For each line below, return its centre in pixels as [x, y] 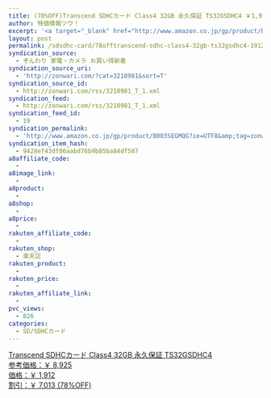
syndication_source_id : [48, 83]
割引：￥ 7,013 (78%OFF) [50, 385]
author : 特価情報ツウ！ [44, 23]
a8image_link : [32, 174]
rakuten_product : [38, 263]
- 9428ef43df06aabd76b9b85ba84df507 [77, 151]
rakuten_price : [34, 279]
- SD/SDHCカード [41, 331]
